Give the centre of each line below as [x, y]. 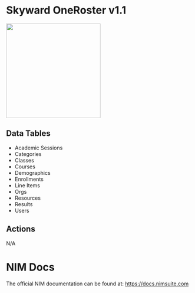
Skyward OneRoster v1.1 [66, 10]
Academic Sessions [39, 148]
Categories [28, 154]
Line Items [27, 185]
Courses [25, 167]
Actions [21, 229]
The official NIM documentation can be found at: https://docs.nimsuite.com [97, 284]
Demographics [33, 172]
